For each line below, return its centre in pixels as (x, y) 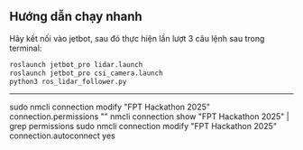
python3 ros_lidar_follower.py (68, 81)
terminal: (26, 48)
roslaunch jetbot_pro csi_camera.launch (87, 73)
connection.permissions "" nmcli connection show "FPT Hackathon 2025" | (150, 117)
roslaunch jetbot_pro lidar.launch (76, 64)
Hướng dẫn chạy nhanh (76, 17)
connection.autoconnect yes (62, 136)
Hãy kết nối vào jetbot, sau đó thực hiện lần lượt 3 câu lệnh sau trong (137, 38)
